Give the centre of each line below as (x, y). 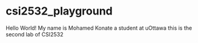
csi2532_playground (59, 11)
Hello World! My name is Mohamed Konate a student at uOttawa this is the (99, 28)
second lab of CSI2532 (34, 34)
